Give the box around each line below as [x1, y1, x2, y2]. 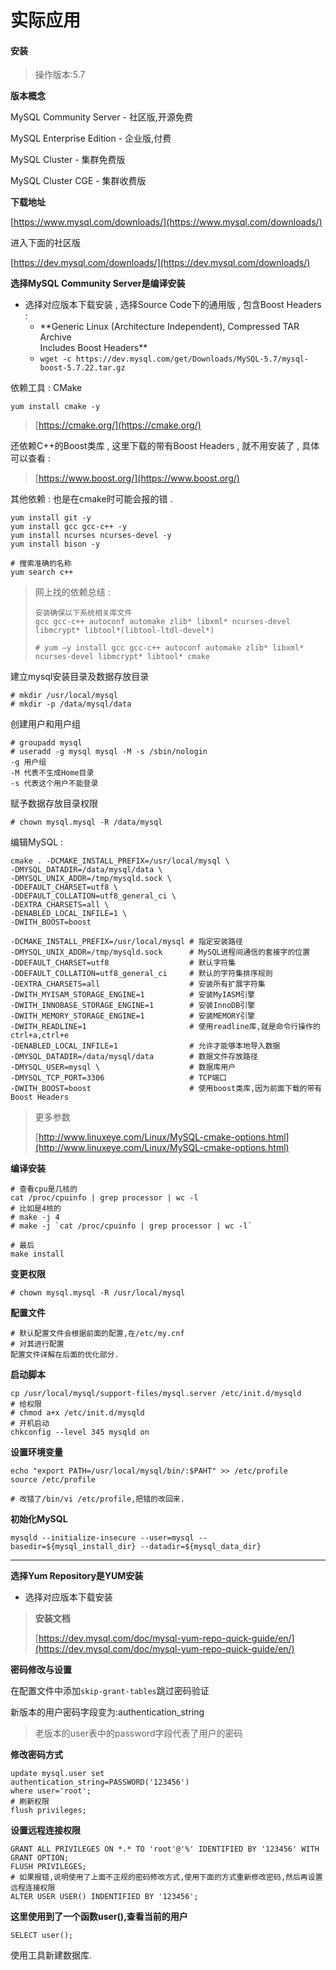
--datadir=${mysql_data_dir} [139, 1542, 262, 1552]
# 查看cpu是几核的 [10, 1184, 78, 1195]
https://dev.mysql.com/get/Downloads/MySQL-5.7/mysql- [75, 354, 310, 365]
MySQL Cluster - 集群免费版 [10, 154, 126, 166]
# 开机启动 [10, 1419, 50, 1429]
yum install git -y [10, 513, 92, 523]
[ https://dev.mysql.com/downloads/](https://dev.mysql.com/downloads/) [10, 257, 311, 269]
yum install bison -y [10, 539, 101, 550]
